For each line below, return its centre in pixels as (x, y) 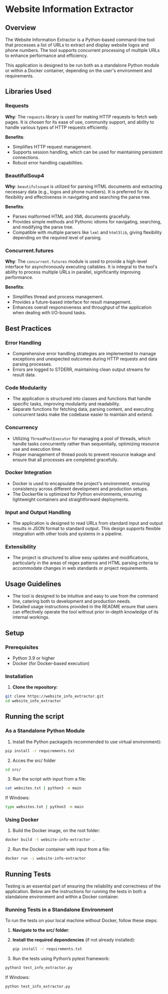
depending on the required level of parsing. (57, 237)
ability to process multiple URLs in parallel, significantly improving (73, 272)
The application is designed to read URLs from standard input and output (87, 523)
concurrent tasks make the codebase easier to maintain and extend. (82, 415)
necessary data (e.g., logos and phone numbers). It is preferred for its (77, 191)
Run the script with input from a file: (49, 779)
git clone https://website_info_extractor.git (54, 696)
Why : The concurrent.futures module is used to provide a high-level (76, 261)
